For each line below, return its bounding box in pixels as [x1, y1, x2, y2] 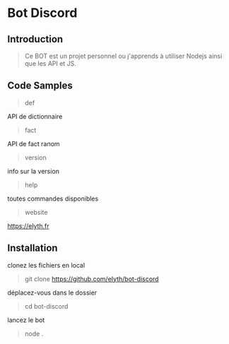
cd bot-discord [24, 302, 69, 310]
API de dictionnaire [7, 112, 63, 121]
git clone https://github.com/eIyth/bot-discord [24, 274, 159, 283]
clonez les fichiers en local [7, 261, 86, 269]
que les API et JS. [24, 59, 76, 68]
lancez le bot [7, 316, 45, 324]
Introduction [7, 33, 64, 45]
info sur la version [7, 167, 60, 175]
